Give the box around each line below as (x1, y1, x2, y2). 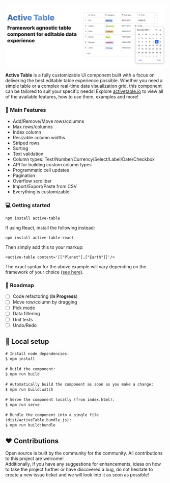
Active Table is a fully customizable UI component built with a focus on (5, 72, 155, 78)
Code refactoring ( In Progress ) (12, 293, 78, 299)
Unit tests (12, 316, 33, 322)
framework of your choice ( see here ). (5, 269, 84, 275)
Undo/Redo (12, 322, 37, 328)
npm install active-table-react (5, 235, 74, 240)
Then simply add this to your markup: (5, 244, 84, 250)
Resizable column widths (12, 134, 65, 140)
